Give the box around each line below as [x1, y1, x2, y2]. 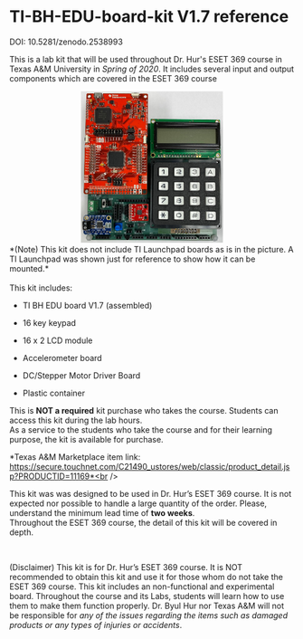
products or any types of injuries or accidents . [9, 620, 183, 631]
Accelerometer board [22, 353, 102, 364]
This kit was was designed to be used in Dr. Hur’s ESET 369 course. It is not [9, 489, 292, 500]
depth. [9, 527, 34, 538]
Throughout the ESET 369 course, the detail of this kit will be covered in [9, 518, 278, 529]
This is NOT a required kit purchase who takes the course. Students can [9, 405, 279, 416]
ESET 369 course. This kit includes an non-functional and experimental [9, 581, 275, 592]
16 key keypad [22, 318, 77, 329]
